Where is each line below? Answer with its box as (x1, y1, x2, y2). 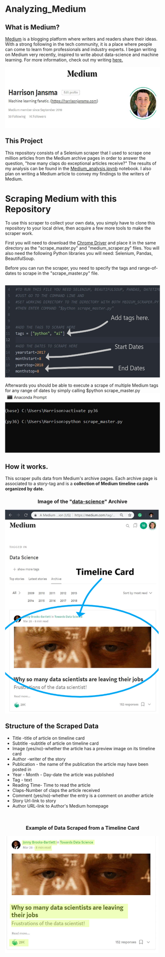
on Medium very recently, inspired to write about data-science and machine (5, 52, 159, 57)
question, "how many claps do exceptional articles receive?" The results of (5, 160, 157, 166)
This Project (5, 137, 43, 145)
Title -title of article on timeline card (12, 735, 85, 741)
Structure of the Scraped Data (5, 722, 99, 731)
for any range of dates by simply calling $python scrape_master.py (5, 387, 140, 394)
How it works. (5, 462, 48, 471)
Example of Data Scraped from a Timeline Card (26, 824, 139, 831)
